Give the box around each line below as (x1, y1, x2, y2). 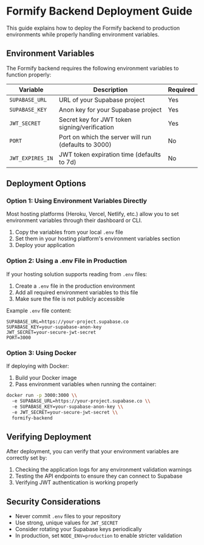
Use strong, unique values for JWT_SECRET (15, 519, 118, 526)
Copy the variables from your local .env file (15, 229, 123, 236)
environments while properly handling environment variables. (6, 30, 160, 38)
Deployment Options (6, 178, 86, 189)
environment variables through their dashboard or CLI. (6, 217, 143, 224)
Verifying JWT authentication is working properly (15, 479, 138, 486)
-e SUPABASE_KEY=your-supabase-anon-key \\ (12, 404, 123, 410)
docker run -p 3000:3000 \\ (6, 393, 78, 399)
